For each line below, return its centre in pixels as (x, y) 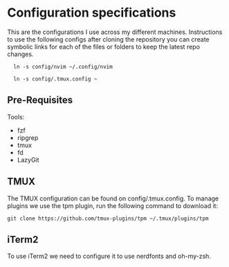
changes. (20, 54)
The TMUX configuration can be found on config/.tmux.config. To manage (113, 198)
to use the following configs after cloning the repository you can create (108, 39)
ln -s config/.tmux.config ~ (55, 79)
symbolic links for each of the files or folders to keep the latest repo (104, 46)
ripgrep (28, 137)
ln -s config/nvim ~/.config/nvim (63, 67)
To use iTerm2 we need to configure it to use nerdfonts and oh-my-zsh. (109, 256)
